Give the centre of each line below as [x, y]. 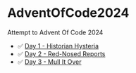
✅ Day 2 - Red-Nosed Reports [61, 53]
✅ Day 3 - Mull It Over [49, 62]
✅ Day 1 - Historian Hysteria [58, 46]
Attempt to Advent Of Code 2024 [55, 32]
